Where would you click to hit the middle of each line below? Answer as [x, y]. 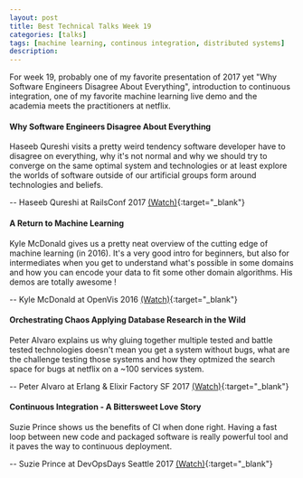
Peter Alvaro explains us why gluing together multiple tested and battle [141, 340]
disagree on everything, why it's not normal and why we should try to [138, 156]
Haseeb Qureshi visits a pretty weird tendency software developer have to [148, 146]
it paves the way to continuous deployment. [91, 446]
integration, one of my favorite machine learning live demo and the [133, 97]
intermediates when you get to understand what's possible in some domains [151, 262]
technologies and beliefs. [57, 185]
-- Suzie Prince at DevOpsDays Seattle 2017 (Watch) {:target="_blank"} [141, 464]
